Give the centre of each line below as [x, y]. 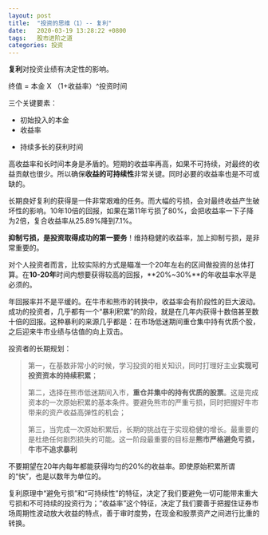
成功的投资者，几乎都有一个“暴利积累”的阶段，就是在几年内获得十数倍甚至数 [134, 311]
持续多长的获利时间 [51, 147]
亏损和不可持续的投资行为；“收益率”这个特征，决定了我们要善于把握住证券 [130, 503]
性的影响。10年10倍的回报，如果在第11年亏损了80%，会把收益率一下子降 [134, 211]
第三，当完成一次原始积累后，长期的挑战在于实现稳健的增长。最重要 [140, 430]
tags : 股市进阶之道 [41, 38]
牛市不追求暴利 [52, 450]
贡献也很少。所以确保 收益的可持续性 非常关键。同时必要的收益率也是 [127, 174]
